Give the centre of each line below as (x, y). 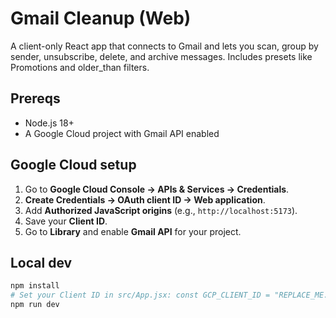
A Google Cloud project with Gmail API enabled (122, 133)
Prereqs (35, 98)
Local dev (41, 262)
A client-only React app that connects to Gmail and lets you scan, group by (164, 46)
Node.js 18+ (49, 123)
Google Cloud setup (73, 165)
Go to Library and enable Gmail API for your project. (133, 231)
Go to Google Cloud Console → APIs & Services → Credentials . (157, 189)
